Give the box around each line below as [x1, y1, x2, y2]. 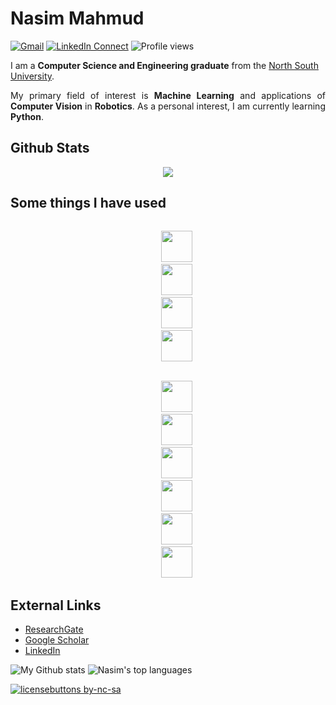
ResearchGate [24, 623, 84, 636]
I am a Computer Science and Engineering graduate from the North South [10, 59, 319, 71]
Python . [10, 110, 44, 122]
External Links [10, 597, 102, 614]
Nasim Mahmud [10, 7, 145, 30]
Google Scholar [24, 634, 90, 646]
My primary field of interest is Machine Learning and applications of [10, 89, 326, 101]
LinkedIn [24, 645, 61, 657]
